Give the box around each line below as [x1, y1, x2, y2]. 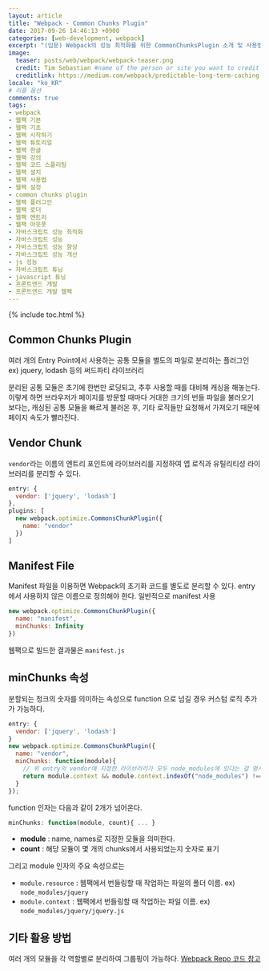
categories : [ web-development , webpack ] [8, 34, 146, 43]
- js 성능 [8, 258, 38, 266]
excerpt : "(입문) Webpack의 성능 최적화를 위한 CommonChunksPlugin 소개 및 [8, 42, 243, 50]
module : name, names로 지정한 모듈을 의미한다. [19, 834, 175, 843]
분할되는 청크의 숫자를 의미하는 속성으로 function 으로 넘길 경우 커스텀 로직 [8, 693, 243, 703]
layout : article [8, 11, 62, 20]
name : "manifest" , [15, 615, 78, 623]
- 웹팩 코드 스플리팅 [8, 161, 67, 169]
